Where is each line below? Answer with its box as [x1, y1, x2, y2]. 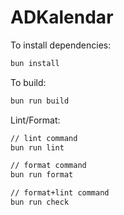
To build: [10, 76, 47, 88]
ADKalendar [10, 6, 114, 29]
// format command [10, 161, 87, 171]
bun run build [10, 96, 70, 106]
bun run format [10, 170, 74, 180]
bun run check [10, 197, 70, 208]
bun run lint [10, 142, 65, 153]
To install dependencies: [10, 39, 112, 51]
